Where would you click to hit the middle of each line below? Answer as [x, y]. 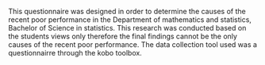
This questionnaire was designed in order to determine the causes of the [127, 11]
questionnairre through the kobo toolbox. [75, 53]
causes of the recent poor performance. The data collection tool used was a [133, 45]
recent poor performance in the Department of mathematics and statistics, [130, 20]
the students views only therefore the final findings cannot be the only [123, 36]
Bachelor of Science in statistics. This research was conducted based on [127, 28]
